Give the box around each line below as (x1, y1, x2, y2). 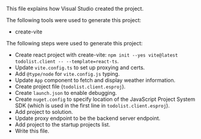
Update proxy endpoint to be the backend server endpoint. (14, 115, 161, 122)
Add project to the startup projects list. (14, 121, 111, 128)
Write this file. (14, 128, 50, 134)
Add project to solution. (14, 109, 73, 115)
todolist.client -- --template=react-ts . (14, 58, 119, 64)
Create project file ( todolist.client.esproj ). (14, 83, 126, 90)
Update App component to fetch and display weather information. (14, 77, 176, 84)
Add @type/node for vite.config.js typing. (14, 70, 120, 77)
